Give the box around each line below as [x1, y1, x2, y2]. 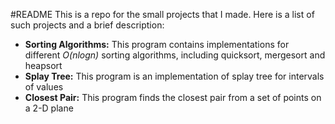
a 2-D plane [24, 102, 74, 114]
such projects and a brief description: [10, 19, 165, 31]
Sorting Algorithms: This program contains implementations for [24, 39, 290, 50]
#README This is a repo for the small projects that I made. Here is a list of [10, 9, 315, 20]
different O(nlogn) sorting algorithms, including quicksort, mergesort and [24, 49, 326, 61]
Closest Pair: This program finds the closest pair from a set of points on [24, 92, 322, 103]
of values [24, 81, 64, 93]
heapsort [24, 60, 63, 71]
